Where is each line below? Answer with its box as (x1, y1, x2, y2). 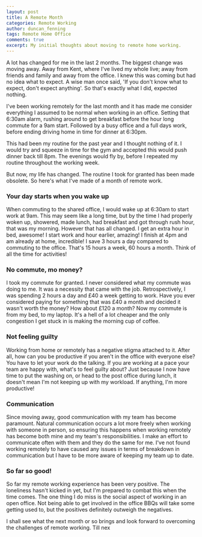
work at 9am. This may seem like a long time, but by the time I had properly (6, 212, 193, 220)
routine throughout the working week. (6, 159, 100, 166)
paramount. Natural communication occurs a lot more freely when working (6, 420, 191, 427)
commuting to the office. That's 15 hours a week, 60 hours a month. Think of (6, 244, 196, 252)
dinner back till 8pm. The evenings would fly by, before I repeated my (6, 152, 179, 160)
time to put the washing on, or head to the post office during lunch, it (6, 371, 177, 379)
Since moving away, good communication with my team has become (6, 414, 177, 421)
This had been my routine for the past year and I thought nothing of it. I (6, 140, 182, 147)
